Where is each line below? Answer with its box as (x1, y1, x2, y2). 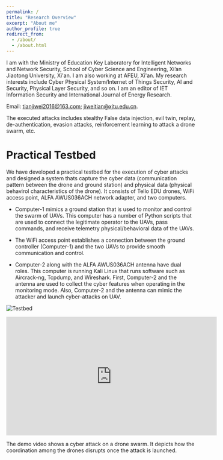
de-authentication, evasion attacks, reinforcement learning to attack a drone (6, 121, 195, 128)
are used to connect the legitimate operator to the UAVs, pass (14, 218, 168, 225)
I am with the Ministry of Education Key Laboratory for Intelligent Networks (6, 58, 191, 66)
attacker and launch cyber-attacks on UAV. (14, 293, 121, 300)
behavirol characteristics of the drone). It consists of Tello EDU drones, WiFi (6, 187, 194, 195)
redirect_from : (6, 31, 44, 37)
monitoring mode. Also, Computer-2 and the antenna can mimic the (14, 286, 182, 294)
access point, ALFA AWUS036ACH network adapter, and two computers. (6, 194, 187, 201)
